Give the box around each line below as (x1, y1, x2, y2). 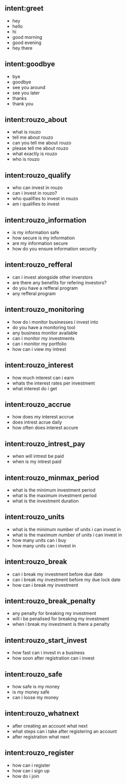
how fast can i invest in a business (12, 650, 85, 656)
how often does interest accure (12, 425, 78, 431)
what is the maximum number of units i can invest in (12, 532, 122, 538)
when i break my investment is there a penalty (12, 621, 110, 627)
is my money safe (12, 689, 50, 695)
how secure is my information (12, 235, 75, 241)
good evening (12, 39, 41, 46)
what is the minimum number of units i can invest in (12, 526, 121, 532)
